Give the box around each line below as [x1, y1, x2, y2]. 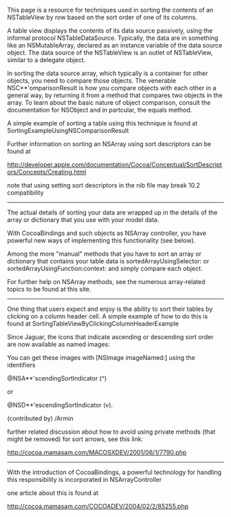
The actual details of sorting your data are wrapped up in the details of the [7, 208, 218, 216]
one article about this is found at [7, 489, 99, 497]
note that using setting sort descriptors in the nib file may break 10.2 [7, 181, 201, 189]
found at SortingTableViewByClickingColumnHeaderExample [7, 320, 179, 327]
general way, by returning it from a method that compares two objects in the [7, 91, 223, 99]
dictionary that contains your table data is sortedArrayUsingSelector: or [7, 257, 210, 265]
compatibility [7, 189, 44, 196]
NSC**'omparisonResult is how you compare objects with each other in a [7, 84, 217, 92]
